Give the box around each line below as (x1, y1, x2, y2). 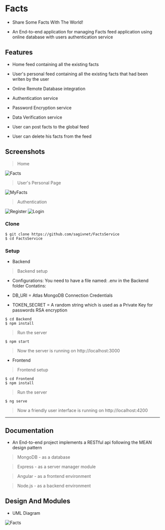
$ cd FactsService (5, 236, 43, 241)
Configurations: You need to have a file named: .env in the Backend (12, 278, 149, 283)
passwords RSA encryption (12, 307, 68, 313)
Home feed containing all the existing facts (12, 61, 99, 67)
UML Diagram (12, 510, 41, 516)
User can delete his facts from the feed (12, 133, 92, 139)
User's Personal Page (17, 180, 61, 186)
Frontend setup (17, 367, 48, 373)
